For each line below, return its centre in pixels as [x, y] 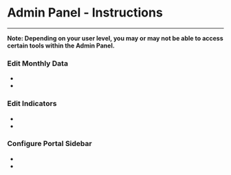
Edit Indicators [32, 103]
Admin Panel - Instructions [85, 13]
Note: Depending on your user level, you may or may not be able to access [115, 38]
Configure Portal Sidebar [49, 144]
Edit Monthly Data [38, 63]
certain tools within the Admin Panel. [61, 45]
